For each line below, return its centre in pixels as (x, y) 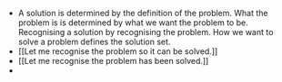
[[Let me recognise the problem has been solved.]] (113, 61)
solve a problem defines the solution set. (94, 41)
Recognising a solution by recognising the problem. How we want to (146, 32)
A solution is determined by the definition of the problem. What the (143, 13)
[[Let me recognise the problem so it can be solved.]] (118, 51)
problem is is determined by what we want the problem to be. (133, 23)
